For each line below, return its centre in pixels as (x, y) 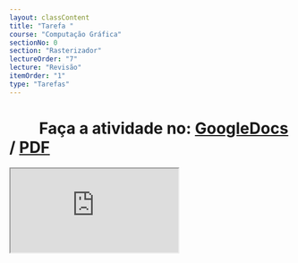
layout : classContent (50, 17)
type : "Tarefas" (39, 84)
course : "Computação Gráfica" (66, 34)
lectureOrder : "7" (43, 59)
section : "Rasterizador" (55, 51)
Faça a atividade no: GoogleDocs (164, 128)
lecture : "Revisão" (46, 68)
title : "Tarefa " (42, 26)
